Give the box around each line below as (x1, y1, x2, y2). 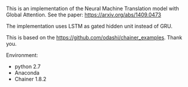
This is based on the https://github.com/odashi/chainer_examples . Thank (6, 34, 183, 41)
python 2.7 (14, 63, 41, 70)
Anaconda (14, 69, 40, 76)
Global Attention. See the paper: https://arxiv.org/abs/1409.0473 (6, 11, 162, 18)
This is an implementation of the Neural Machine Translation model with (6, 5, 180, 12)
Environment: (6, 52, 38, 58)
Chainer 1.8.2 (14, 76, 47, 82)
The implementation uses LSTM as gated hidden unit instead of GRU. (6, 23, 173, 29)
